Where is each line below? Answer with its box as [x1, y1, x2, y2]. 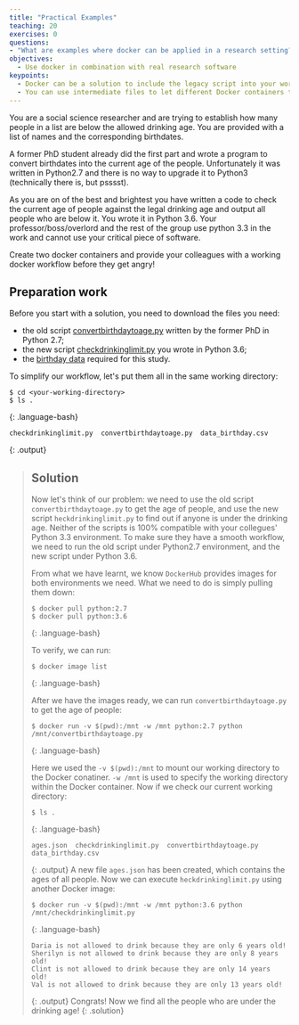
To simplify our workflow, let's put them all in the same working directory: [9, 371, 279, 381]
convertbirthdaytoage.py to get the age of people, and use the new [30, 504, 279, 514]
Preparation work [9, 284, 109, 299]
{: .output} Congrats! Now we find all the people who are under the [30, 996, 276, 1007]
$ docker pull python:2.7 [30, 604, 127, 613]
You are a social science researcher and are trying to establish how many [9, 112, 279, 123]
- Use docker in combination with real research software [17, 63, 238, 72]
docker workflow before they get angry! [9, 258, 156, 269]
